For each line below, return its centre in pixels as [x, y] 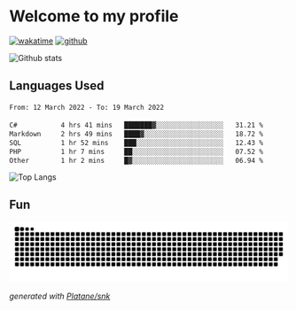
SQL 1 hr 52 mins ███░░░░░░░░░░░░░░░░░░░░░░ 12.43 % [136, 143]
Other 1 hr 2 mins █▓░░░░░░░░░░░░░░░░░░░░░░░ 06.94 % [136, 160]
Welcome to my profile [94, 16]
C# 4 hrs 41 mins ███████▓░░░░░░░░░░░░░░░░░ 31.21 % [136, 125]
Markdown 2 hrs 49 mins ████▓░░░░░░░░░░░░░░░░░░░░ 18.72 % [136, 134]
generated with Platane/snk [60, 296]
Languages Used [57, 86]
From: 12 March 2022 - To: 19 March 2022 [87, 107]
